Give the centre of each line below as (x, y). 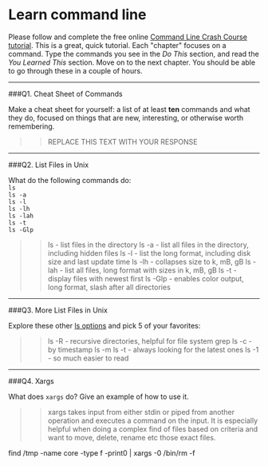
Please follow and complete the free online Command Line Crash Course (128, 37)
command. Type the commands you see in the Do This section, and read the (134, 54)
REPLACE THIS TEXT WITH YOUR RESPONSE (122, 141)
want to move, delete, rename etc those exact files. (132, 437)
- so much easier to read (88, 358)
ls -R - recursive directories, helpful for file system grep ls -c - (150, 341)
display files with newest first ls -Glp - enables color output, (146, 278)
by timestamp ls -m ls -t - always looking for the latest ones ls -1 (153, 349)
